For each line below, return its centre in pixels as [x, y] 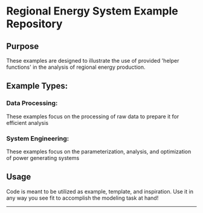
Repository [34, 24]
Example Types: [37, 86]
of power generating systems [43, 157]
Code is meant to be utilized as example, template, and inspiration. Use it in [100, 191]
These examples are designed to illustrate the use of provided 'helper [93, 61]
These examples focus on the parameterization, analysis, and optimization [99, 151]
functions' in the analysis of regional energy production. [76, 67]
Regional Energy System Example [92, 11]
